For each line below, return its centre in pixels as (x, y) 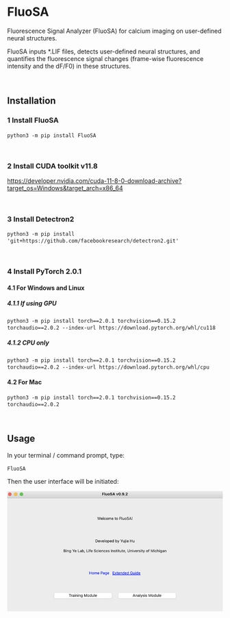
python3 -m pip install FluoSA (52, 135)
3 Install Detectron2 (41, 219)
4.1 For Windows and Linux (46, 288)
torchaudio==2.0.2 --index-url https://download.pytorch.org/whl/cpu (108, 367)
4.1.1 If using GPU (32, 304)
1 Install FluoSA (33, 121)
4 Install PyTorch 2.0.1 (44, 271)
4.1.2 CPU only (28, 343)
